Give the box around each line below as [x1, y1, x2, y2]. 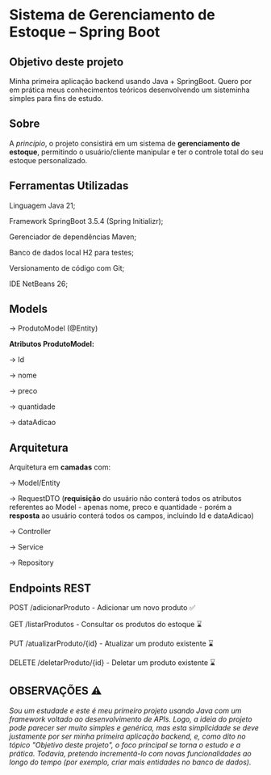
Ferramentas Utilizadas [9, 179, 129, 193]
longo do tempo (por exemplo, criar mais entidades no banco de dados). [9, 757, 252, 767]
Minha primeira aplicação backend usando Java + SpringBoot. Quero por [9, 77, 252, 86]
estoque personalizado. [9, 155, 88, 165]
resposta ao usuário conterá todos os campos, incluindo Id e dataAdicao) [9, 511, 255, 520]
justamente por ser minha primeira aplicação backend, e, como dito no [9, 731, 246, 741]
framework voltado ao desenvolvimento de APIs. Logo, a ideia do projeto [9, 714, 252, 724]
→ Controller [9, 527, 52, 537]
